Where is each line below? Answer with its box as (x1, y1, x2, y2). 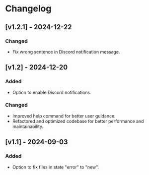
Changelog (5, 3, 52, 14)
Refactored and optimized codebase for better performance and (12, 118, 144, 124)
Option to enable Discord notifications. (12, 89, 91, 95)
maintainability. (12, 123, 44, 129)
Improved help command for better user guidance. (12, 113, 116, 119)
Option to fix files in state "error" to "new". (12, 164, 99, 170)
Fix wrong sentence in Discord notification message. (12, 49, 120, 55)
